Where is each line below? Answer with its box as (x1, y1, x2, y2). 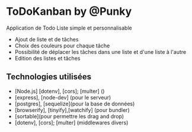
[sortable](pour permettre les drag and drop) (14, 112, 124, 120)
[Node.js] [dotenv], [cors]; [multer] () (14, 88, 105, 95)
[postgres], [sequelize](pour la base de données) (14, 100, 135, 107)
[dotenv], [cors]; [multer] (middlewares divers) (14, 119, 129, 126)
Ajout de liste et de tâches (14, 36, 79, 43)
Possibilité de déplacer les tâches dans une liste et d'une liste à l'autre (14, 48, 187, 55)
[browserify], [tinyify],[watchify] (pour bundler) (14, 106, 130, 114)
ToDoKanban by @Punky (6, 5, 132, 18)
